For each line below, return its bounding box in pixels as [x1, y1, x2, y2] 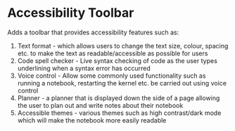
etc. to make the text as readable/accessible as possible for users [17, 49, 208, 57]
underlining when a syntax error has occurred [17, 64, 151, 72]
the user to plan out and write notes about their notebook [17, 101, 184, 109]
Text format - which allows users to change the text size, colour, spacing [17, 41, 229, 50]
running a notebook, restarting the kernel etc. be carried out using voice [17, 78, 227, 87]
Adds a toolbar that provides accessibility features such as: [7, 28, 179, 36]
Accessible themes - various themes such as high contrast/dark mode [17, 109, 222, 117]
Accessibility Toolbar [7, 5, 134, 21]
